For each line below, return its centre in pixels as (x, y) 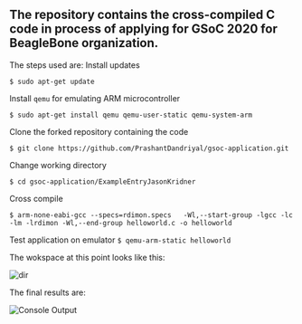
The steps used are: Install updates (75, 65)
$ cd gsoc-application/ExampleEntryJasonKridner (103, 181)
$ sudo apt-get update (52, 81)
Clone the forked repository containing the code (99, 131)
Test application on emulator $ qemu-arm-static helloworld (120, 240)
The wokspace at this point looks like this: (87, 257)
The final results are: (47, 292)
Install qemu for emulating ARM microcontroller (95, 98)
